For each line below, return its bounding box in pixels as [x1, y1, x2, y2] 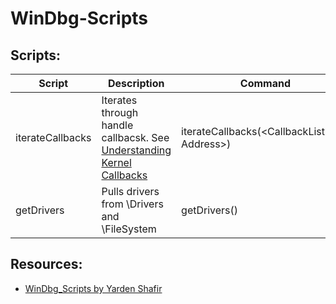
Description [108, 77, 165, 90]
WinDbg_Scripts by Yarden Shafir [24, 282, 163, 294]
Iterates [101, 93, 138, 107]
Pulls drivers [101, 185, 160, 198]
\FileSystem [101, 222, 157, 236]
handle [101, 118, 134, 132]
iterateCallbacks [15, 131, 92, 144]
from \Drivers [101, 197, 164, 211]
